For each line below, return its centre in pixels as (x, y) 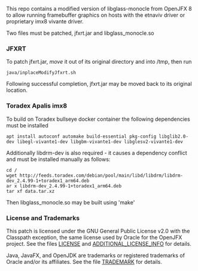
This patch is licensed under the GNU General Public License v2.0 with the (98, 231)
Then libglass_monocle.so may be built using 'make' (71, 202)
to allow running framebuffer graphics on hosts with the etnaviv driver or (96, 15)
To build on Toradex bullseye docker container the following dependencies (98, 119)
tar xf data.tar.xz (31, 191)
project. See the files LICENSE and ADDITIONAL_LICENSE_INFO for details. (99, 243)
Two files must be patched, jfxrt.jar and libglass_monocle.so (80, 33)
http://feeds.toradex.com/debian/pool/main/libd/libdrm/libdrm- (101, 175)
